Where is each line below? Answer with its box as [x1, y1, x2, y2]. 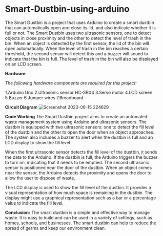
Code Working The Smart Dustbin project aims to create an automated [5, 113, 148, 119]
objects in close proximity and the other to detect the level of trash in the [5, 35, 151, 41]
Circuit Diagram [5, 104, 38, 110]
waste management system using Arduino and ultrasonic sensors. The [5, 119, 147, 125]
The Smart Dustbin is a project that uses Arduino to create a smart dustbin [5, 20, 155, 25]
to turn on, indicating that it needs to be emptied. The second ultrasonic [5, 159, 150, 165]
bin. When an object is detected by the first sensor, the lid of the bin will [5, 40, 150, 46]
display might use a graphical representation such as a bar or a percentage [5, 194, 156, 201]
